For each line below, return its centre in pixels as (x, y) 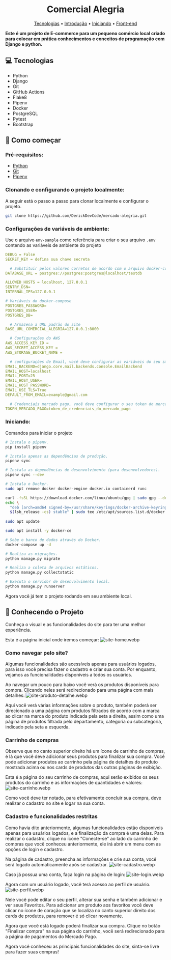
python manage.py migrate (33, 558)
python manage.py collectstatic (39, 573)
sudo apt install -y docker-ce (38, 531)
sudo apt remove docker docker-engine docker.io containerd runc (76, 489)
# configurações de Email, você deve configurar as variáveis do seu (85, 362)
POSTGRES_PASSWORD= (26, 306)
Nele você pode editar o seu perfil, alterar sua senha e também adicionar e (84, 899)
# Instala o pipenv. (27, 442)
